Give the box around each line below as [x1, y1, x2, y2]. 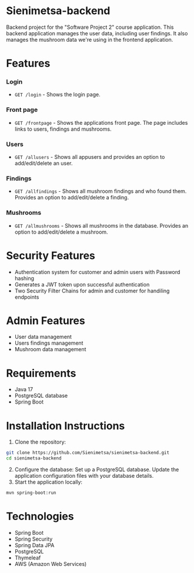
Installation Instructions [6, 419, 125, 432]
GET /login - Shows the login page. [14, 91, 101, 98]
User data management [14, 334, 72, 341]
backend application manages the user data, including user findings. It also [6, 29, 188, 36]
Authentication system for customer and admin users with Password [14, 268, 180, 275]
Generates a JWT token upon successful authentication [14, 281, 150, 288]
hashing [14, 275, 34, 282]
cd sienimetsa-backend [6, 455, 62, 461]
